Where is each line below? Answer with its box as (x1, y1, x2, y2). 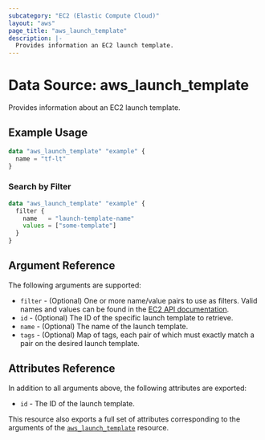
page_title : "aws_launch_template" (8, 26, 128, 35)
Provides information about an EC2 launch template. (8, 103, 181, 112)
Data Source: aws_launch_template (8, 76, 249, 95)
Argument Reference (8, 259, 116, 273)
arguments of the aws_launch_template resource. (8, 422, 169, 432)
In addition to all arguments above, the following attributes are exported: (8, 383, 247, 393)
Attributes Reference (8, 362, 116, 376)
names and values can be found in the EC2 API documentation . (19, 304, 230, 314)
